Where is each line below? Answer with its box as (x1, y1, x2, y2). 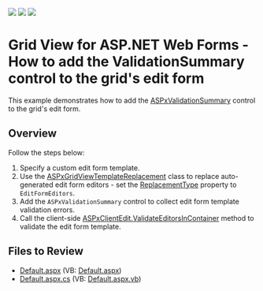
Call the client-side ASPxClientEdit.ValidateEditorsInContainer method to (19, 213, 254, 222)
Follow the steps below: (8, 147, 85, 157)
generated (19, 180, 54, 189)
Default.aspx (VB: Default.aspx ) (19, 265, 122, 275)
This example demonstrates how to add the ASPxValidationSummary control (8, 95, 256, 105)
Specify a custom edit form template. (19, 162, 140, 173)
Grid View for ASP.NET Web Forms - (8, 36, 250, 54)
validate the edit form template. (19, 222, 122, 231)
